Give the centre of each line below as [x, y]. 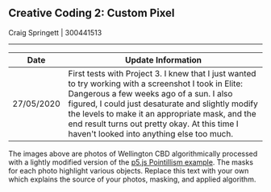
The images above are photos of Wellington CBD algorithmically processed [133, 153]
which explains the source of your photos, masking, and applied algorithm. [132, 179]
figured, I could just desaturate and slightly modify [163, 104]
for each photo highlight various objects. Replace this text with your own [129, 170]
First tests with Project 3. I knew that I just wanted [162, 73]
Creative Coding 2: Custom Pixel [92, 13]
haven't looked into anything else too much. [151, 133]
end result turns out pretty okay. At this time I [154, 124]
